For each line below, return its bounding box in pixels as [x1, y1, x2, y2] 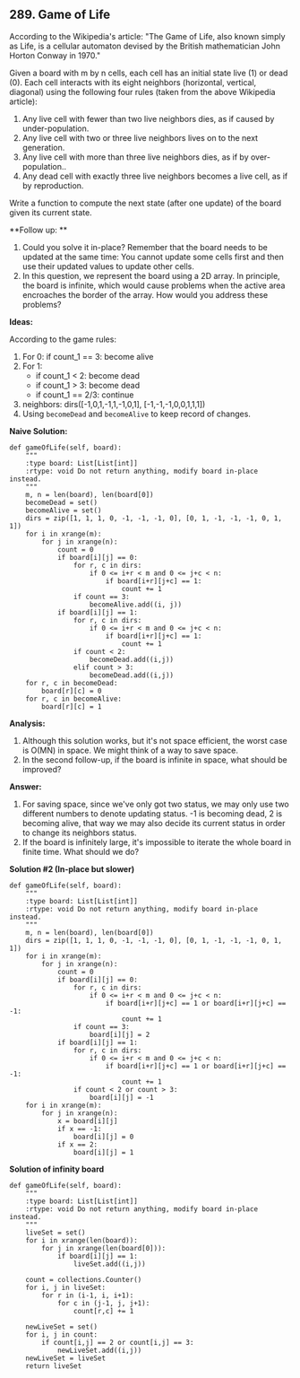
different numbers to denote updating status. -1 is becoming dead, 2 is [21, 807, 283, 819]
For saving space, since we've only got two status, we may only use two [21, 798, 289, 809]
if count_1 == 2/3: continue [35, 389, 134, 400]
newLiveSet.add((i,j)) [56, 1346, 142, 1355]
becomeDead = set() [25, 498, 99, 507]
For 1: [21, 361, 43, 371]
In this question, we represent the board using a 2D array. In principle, [21, 270, 280, 281]
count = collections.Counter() [25, 1275, 142, 1284]
